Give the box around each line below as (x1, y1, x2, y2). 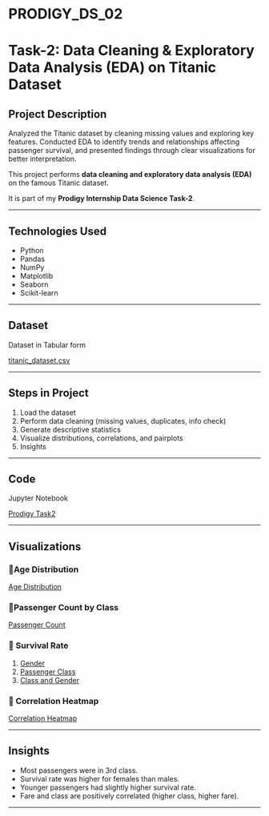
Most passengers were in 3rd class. (19, 766, 139, 775)
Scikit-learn (19, 288, 58, 297)
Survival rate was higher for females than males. (19, 774, 180, 783)
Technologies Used (8, 224, 106, 238)
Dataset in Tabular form (8, 340, 86, 349)
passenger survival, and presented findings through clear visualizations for (8, 146, 256, 155)
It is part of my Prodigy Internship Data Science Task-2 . (8, 194, 195, 203)
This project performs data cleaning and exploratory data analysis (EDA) (8, 170, 252, 179)
